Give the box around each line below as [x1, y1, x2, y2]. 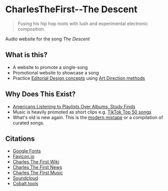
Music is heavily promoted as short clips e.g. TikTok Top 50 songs [12, 109, 152, 115]
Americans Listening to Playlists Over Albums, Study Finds [12, 103, 136, 109]
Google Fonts [12, 148, 41, 154]
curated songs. [12, 120, 45, 126]
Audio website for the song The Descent [5, 36, 90, 42]
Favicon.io [12, 153, 35, 159]
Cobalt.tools [12, 180, 39, 187]
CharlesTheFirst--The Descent [5, 4, 137, 15]
